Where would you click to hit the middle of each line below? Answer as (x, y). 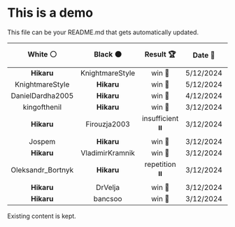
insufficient (161, 118)
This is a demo (50, 13)
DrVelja (108, 187)
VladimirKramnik (107, 153)
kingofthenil (42, 107)
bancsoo (108, 198)
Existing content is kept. (42, 216)
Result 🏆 (160, 54)
